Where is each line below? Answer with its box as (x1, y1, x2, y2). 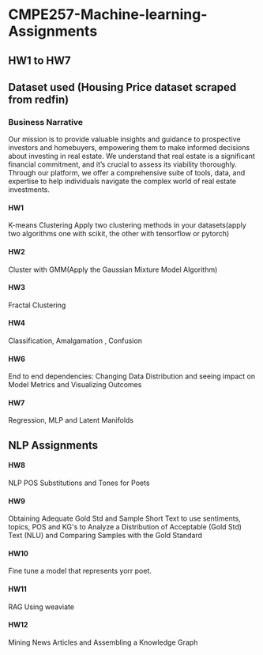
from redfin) (8, 92, 70, 106)
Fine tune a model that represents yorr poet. (8, 567, 152, 576)
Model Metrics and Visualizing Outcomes (8, 380, 142, 390)
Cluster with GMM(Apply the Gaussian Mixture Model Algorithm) (8, 265, 218, 274)
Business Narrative (8, 116, 84, 127)
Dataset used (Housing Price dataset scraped (8, 81, 237, 94)
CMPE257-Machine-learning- (8, 6, 208, 24)
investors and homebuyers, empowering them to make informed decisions (8, 143, 250, 152)
